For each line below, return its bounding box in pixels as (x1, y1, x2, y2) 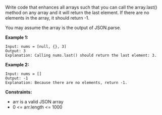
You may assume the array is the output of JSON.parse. (5, 25, 121, 31)
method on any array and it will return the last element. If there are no (5, 10, 150, 16)
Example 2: (5, 62, 29, 67)
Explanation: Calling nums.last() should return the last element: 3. (5, 53, 157, 58)
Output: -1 (5, 76, 28, 81)
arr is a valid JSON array (12, 99, 64, 104)
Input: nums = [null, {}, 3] (5, 44, 67, 49)
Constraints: (5, 89, 32, 95)
